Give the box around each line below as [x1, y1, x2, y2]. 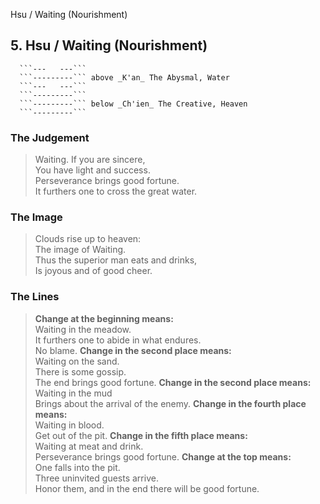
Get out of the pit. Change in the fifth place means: [34, 429, 248, 441]
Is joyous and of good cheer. [34, 265, 153, 277]
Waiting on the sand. [34, 355, 120, 367]
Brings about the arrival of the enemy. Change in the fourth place [34, 397, 307, 409]
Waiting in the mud [34, 387, 113, 399]
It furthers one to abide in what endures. [34, 334, 202, 346]
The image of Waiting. [34, 244, 127, 256]
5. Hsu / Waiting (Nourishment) [10, 37, 208, 54]
